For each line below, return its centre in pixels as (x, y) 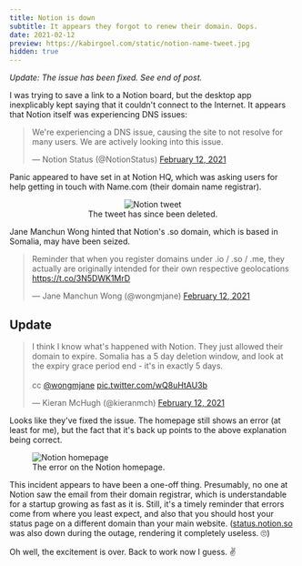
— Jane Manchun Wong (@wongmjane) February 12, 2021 (141, 296)
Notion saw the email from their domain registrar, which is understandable (148, 494)
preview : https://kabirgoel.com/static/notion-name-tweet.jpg (130, 43)
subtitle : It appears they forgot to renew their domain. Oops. (134, 26)
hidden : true (34, 52)
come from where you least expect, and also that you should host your (142, 513)
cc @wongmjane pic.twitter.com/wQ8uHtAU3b (119, 385)
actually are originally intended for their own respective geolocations (160, 268)
